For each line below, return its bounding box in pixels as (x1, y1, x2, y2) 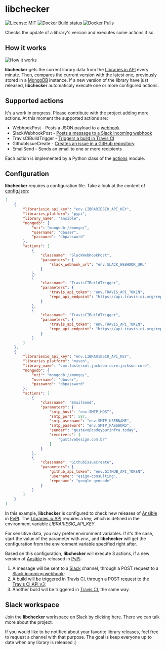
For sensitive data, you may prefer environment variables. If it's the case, (5, 531, 154, 536)
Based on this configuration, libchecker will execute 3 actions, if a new (5, 550, 150, 556)
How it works (5, 44, 46, 52)
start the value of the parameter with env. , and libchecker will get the (5, 536, 146, 542)
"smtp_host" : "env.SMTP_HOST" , (49, 409, 114, 414)
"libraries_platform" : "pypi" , (23, 211, 87, 216)
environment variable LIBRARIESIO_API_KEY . (5, 521, 96, 527)
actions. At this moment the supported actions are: (5, 115, 108, 121)
